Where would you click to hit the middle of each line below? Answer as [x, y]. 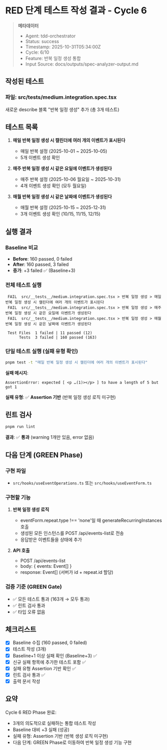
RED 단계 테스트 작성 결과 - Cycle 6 [76, 10]
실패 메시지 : [17, 373]
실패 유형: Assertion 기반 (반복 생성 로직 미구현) [60, 736]
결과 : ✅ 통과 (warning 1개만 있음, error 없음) [50, 437]
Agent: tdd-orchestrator [50, 36]
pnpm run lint [20, 427]
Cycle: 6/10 [37, 52]
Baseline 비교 [22, 247]
